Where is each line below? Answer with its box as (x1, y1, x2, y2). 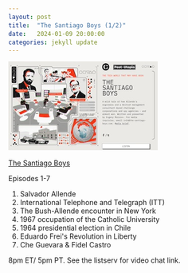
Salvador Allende (19, 189, 76, 199)
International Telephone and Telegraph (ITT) (19, 198, 166, 208)
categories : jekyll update (8, 38, 98, 46)
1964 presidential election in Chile (19, 224, 131, 233)
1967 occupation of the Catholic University (19, 215, 160, 224)
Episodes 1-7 (8, 174, 50, 184)
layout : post (8, 13, 52, 21)
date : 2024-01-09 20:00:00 (8, 30, 105, 38)
